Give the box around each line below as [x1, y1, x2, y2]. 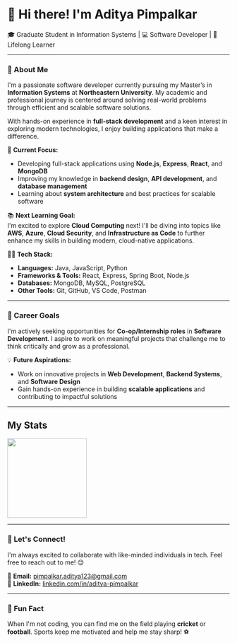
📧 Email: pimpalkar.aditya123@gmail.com [7, 572, 128, 580]
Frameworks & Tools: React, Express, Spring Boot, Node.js [17, 272, 190, 280]
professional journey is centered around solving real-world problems [7, 95, 207, 105]
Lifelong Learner [7, 40, 56, 49]
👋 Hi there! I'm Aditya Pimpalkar [7, 6, 197, 23]
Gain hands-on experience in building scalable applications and [17, 385, 205, 393]
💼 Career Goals [7, 311, 60, 320]
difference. [7, 132, 39, 141]
